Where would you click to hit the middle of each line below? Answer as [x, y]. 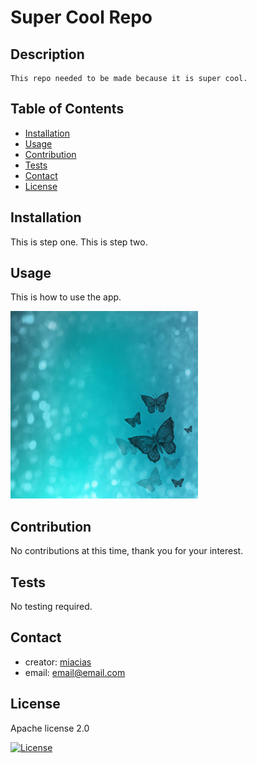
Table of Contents [67, 109]
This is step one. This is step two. [79, 242]
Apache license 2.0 [50, 728]
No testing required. [51, 607]
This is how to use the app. [66, 297]
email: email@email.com [75, 672]
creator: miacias [58, 662]
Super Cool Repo [81, 17]
